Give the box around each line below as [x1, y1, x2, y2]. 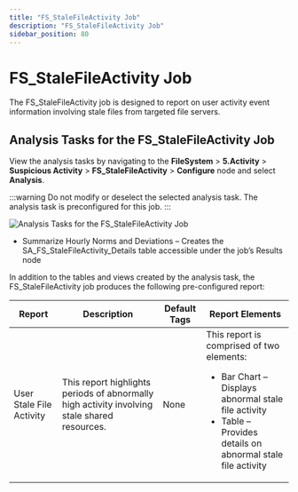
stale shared [61, 409, 114, 422]
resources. [61, 421, 106, 433]
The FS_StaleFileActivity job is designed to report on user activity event [9, 97, 271, 107]
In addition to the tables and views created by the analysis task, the [9, 272, 255, 282]
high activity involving [61, 399, 153, 411]
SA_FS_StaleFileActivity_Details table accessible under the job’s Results [21, 245, 284, 256]
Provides [221, 426, 259, 439]
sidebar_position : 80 [9, 29, 90, 38]
